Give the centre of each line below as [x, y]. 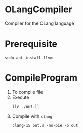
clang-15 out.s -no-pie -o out [45, 125]
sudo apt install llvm [29, 58]
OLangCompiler [39, 9]
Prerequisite [31, 44]
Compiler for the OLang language [39, 23]
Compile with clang [32, 116]
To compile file [28, 92]
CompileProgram [41, 78]
